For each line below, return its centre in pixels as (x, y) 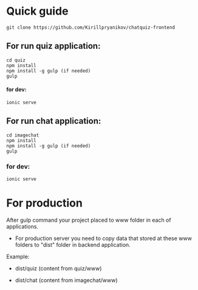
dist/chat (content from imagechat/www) (66, 280)
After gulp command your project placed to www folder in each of (89, 220)
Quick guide (37, 11)
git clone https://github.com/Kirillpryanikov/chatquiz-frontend (90, 27)
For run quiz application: (53, 46)
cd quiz (16, 60)
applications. (22, 226)
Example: (18, 256)
